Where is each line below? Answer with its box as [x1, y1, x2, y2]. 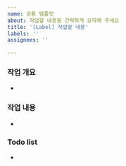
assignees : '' [7, 37, 49, 44]
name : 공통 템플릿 [7, 10, 54, 18]
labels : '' [7, 30, 39, 37]
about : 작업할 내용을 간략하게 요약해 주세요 [7, 17, 120, 24]
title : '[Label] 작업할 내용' [7, 23, 89, 30]
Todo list [7, 137, 37, 147]
